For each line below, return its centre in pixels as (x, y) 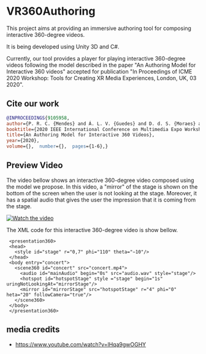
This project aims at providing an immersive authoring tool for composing (99, 28)
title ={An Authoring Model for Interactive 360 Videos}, (81, 135)
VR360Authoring (51, 11)
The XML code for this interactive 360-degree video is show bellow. (92, 230)
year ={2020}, (23, 141)
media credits (33, 330)
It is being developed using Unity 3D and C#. (63, 47)
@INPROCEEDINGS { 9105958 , (38, 118)
